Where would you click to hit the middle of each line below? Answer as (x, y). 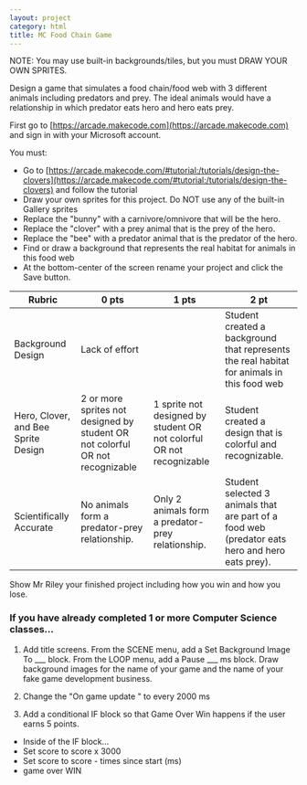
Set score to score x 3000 (72, 751)
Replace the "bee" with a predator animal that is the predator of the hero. (160, 239)
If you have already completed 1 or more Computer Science (143, 618)
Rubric (42, 300)
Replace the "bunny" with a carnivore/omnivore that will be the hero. (152, 219)
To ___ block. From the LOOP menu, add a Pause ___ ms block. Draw (151, 659)
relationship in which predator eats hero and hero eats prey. (122, 108)
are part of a (252, 516)
